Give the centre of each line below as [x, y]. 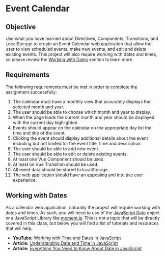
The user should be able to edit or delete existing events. [70, 154]
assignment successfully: [31, 92]
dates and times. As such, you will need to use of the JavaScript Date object [83, 213]
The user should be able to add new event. [56, 149]
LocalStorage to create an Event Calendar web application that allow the [79, 44]
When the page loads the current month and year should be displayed [83, 117]
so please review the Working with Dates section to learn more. [70, 59]
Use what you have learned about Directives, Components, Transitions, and [82, 38]
